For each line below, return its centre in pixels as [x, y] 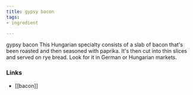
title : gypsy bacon [30, 12]
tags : [13, 17]
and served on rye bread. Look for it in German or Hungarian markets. [91, 58]
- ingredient [22, 23]
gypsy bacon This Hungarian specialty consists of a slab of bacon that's [94, 45]
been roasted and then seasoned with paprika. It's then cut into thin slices [96, 51]
